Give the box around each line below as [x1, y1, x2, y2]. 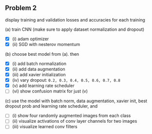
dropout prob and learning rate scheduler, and [5, 103, 98, 109]
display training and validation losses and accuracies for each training [5, 17, 145, 22]
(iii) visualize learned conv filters [12, 124, 77, 130]
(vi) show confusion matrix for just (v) [12, 88, 88, 94]
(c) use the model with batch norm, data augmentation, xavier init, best [5, 98, 148, 104]
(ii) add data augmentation [12, 66, 66, 72]
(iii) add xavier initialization [12, 72, 66, 78]
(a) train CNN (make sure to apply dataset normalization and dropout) [5, 26, 145, 32]
